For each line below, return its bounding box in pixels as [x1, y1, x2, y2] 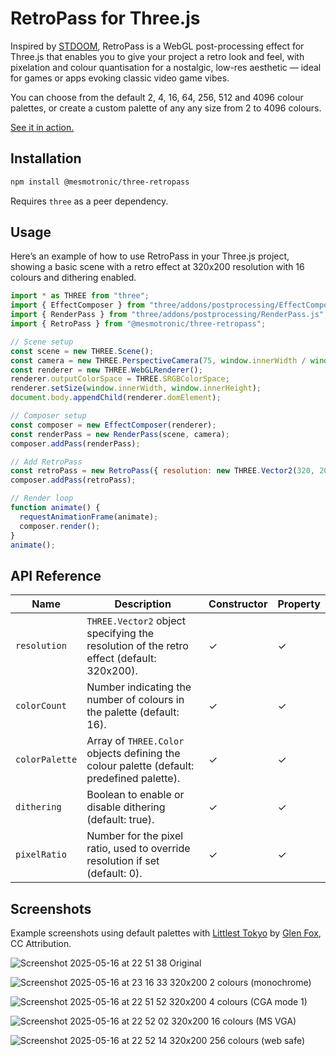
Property [277, 597, 321, 611]
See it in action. [10, 121, 75, 133]
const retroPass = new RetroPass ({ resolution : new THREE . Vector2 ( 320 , [10, 466, 315, 476]
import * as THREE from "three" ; [10, 291, 150, 301]
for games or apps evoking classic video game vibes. [10, 72, 230, 84]
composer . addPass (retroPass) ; [10, 475, 137, 486]
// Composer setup [10, 411, 87, 421]
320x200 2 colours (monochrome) [169, 977, 312, 989]
